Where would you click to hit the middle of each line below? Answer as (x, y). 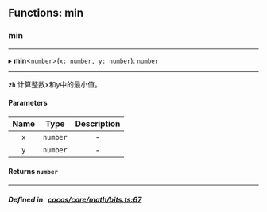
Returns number (33, 172)
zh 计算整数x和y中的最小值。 (55, 84)
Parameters (28, 103)
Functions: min (46, 13)
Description (98, 124)
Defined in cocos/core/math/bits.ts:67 (75, 199)
